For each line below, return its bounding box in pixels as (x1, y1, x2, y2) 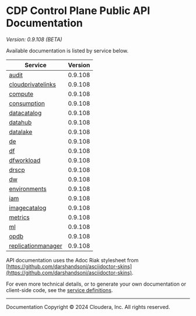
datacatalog (9, 109, 42, 117)
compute (9, 89, 34, 98)
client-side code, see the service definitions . (6, 286, 113, 293)
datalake (9, 127, 33, 136)
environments (9, 185, 47, 193)
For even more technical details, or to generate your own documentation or (6, 280, 187, 287)
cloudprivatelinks (9, 80, 57, 88)
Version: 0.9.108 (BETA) (6, 36, 62, 43)
